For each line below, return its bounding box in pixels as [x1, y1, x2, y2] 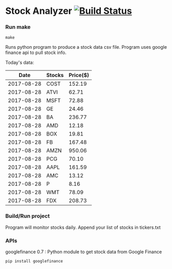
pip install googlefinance [5, 259, 63, 264]
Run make [5, 24, 31, 31]
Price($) [68, 72, 89, 79]
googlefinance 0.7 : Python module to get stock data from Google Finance [5, 249, 162, 255]
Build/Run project [5, 213, 50, 220]
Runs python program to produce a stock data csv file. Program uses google [5, 44, 167, 50]
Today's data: [5, 60, 34, 66]
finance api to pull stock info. [5, 49, 67, 56]
